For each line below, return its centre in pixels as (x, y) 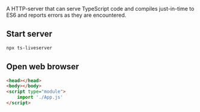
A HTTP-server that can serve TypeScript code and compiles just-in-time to (100, 9)
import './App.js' (40, 98)
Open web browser (43, 67)
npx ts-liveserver (29, 48)
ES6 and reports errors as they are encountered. (66, 15)
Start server (29, 34)
